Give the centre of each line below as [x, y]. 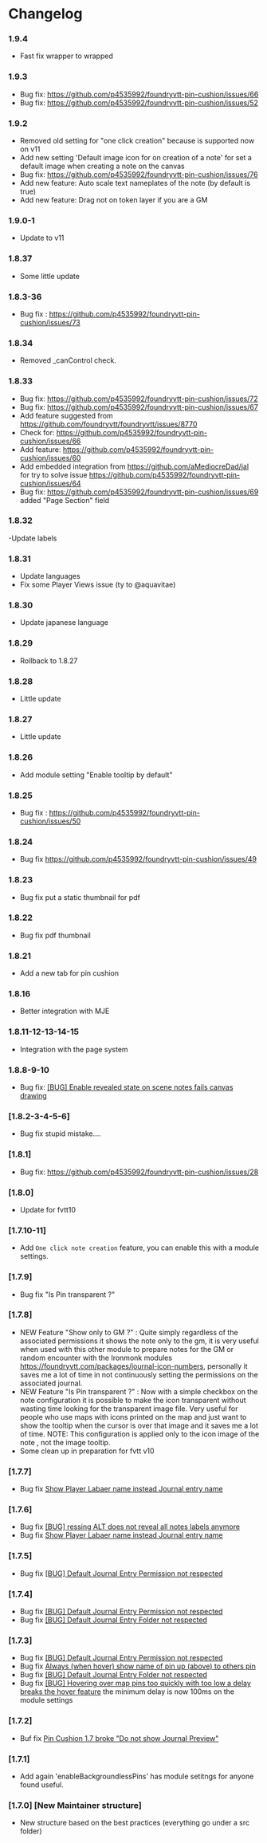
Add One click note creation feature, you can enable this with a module [139, 1248]
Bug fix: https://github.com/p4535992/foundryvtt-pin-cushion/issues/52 [139, 102]
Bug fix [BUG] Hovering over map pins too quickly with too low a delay [135, 1684]
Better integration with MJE [65, 1011]
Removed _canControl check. [68, 360]
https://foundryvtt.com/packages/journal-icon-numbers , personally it [133, 1366]
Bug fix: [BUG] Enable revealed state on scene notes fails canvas [126, 1087]
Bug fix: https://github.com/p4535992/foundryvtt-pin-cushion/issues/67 [139, 407]
